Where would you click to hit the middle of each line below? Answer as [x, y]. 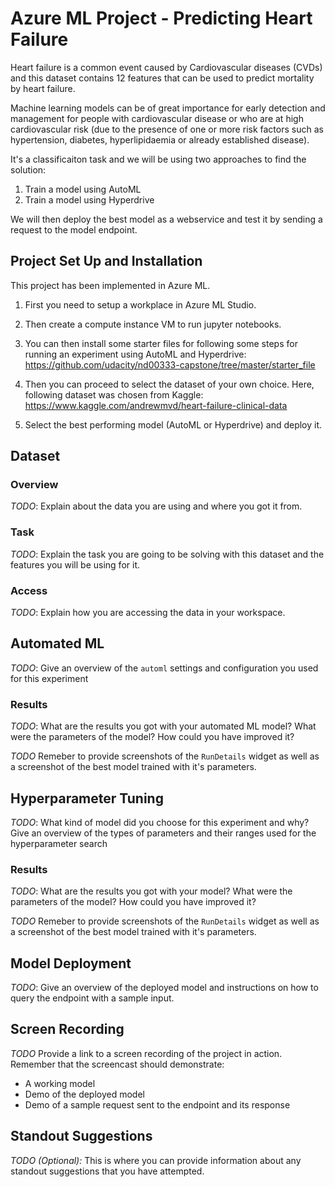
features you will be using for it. [75, 564]
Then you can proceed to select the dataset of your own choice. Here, [169, 384]
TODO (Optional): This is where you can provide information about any [156, 1160]
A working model [60, 1083]
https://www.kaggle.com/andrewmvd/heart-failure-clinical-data [156, 405]
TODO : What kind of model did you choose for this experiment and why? [160, 822]
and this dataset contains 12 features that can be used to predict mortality [162, 78]
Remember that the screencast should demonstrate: [117, 1064]
